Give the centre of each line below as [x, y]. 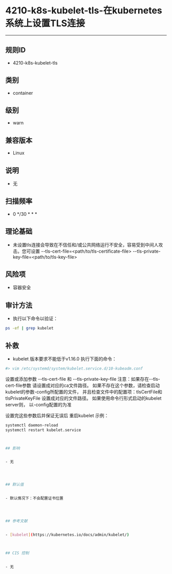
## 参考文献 [17, 521]
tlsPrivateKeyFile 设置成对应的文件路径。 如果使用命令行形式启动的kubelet [83, 398]
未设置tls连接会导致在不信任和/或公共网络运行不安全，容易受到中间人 [85, 244]
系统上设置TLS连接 [45, 23]
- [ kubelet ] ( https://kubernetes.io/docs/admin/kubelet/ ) [67, 535]
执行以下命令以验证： [35, 319]
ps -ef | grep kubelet [29, 329]
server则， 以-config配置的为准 [38, 404]
